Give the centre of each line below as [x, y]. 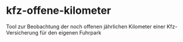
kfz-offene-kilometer [58, 11]
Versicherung [23, 32]
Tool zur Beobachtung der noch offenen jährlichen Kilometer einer [86, 26]
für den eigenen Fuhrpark [70, 32]
